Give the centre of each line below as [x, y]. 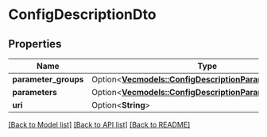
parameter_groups [48, 79]
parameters [35, 92]
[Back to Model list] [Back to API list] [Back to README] [99, 125]
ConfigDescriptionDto [82, 15]
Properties [35, 44]
